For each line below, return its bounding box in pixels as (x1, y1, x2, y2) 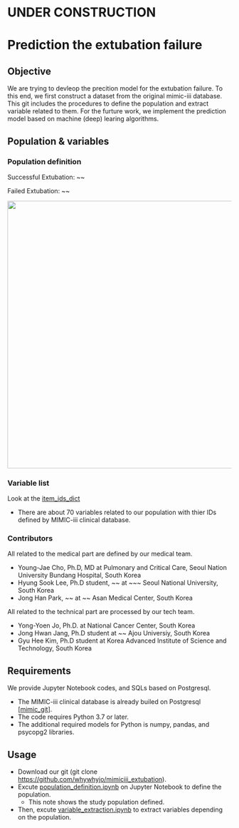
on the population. (17, 813, 72, 822)
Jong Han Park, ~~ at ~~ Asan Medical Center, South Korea (17, 593, 193, 603)
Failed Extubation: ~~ (7, 186, 70, 195)
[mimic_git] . (17, 705, 53, 714)
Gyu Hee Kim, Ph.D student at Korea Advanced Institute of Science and (17, 636, 227, 645)
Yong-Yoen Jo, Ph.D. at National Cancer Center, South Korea (17, 621, 196, 630)
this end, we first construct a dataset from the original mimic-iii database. (7, 92, 223, 101)
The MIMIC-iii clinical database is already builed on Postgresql (17, 697, 201, 706)
